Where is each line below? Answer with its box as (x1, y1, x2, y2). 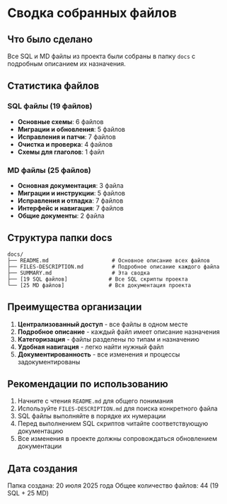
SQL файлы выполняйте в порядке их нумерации (17, 412, 166, 420)
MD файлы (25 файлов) (7, 165, 92, 175)
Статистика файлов (7, 80, 100, 92)
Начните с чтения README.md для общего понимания (17, 397, 174, 405)
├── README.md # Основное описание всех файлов (7, 257, 211, 264)
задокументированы (17, 357, 81, 366)
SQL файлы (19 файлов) (7, 101, 93, 111)
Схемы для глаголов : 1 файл (17, 147, 105, 156)
